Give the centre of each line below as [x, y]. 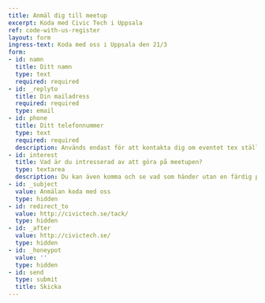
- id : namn [26, 60]
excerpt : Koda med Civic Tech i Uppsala [76, 23]
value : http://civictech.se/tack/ [72, 214]
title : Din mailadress [52, 96]
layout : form [30, 37]
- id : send [26, 272]
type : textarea [40, 170]
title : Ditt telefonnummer [60, 125]
